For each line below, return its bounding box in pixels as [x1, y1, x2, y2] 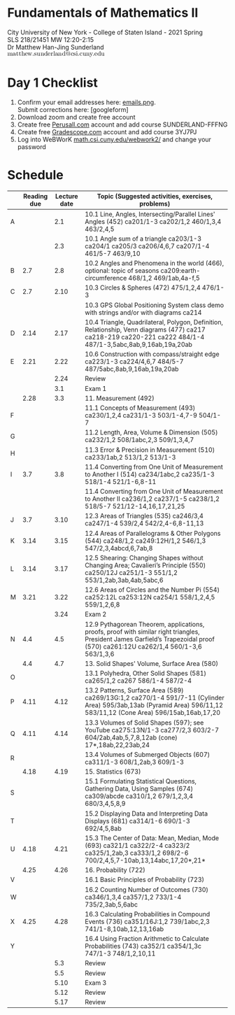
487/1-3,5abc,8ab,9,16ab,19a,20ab [85, 340, 192, 348]
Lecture [55, 192, 78, 201]
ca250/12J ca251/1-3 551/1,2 [85, 568, 178, 576]
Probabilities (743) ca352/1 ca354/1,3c [85, 942, 201, 951]
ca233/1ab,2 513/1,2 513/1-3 [85, 453, 176, 461]
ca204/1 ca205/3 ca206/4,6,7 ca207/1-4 [85, 241, 210, 250]
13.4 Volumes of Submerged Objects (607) [85, 750, 211, 758]
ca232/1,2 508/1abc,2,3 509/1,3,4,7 [85, 436, 194, 444]
